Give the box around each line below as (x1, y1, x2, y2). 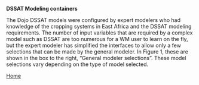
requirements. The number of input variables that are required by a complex (6, 29, 193, 36)
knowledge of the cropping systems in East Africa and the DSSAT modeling (6, 23, 192, 30)
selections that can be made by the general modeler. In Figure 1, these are (6, 48, 188, 55)
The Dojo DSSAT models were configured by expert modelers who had (6, 17, 181, 23)
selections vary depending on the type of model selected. (6, 61, 149, 68)
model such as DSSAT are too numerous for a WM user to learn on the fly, (6, 36, 188, 42)
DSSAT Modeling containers (6, 5, 78, 12)
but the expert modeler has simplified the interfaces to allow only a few (6, 42, 181, 49)
